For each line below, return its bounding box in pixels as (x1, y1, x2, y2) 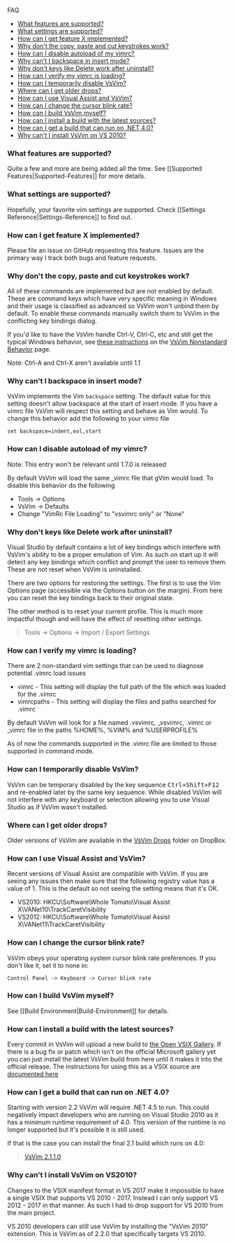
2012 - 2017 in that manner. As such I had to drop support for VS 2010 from (7, 1201, 224, 1209)
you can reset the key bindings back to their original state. (7, 594, 175, 602)
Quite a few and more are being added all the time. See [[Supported (7, 165, 203, 173)
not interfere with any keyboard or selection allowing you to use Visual (7, 795, 210, 804)
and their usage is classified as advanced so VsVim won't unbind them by (7, 302, 219, 310)
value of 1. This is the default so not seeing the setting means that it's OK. (7, 884, 219, 893)
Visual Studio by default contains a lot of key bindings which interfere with (7, 543, 221, 552)
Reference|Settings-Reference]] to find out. (7, 213, 133, 221)
